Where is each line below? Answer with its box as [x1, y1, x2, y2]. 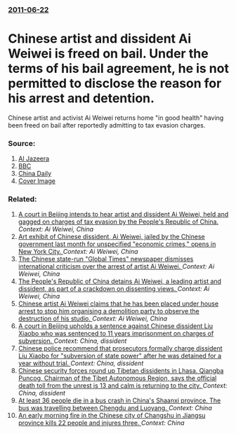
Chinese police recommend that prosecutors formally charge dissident [18, 344, 223, 353]
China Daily [18, 170, 52, 178]
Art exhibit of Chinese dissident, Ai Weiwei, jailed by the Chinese [18, 233, 206, 241]
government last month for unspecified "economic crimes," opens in [18, 240, 216, 248]
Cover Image [18, 177, 55, 185]
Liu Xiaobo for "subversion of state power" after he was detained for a [18, 352, 222, 360]
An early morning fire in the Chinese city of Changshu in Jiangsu [18, 412, 206, 420]
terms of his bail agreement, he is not [8, 61, 229, 76]
